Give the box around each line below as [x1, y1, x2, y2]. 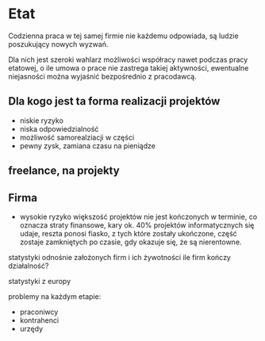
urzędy [19, 324, 44, 333]
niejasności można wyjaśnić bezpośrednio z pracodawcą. [8, 71, 197, 81]
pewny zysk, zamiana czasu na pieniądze [19, 140, 156, 151]
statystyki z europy [8, 276, 71, 285]
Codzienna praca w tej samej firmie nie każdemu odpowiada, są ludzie [8, 31, 240, 40]
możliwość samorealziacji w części [19, 132, 135, 142]
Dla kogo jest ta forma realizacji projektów [8, 94, 221, 108]
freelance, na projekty [8, 164, 121, 178]
